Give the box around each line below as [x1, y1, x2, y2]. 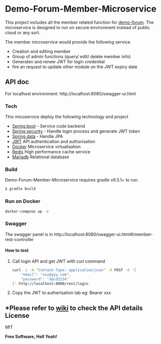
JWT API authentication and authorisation [12, 139, 96, 145]
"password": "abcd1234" [21, 277, 69, 282]
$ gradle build [5, 186, 36, 192]
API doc [5, 78, 29, 86]
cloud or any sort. [5, 30, 40, 35]
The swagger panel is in [5, 231, 53, 237]
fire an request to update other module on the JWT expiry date [12, 64, 138, 70]
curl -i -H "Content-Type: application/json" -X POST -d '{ [12, 268, 136, 272]
